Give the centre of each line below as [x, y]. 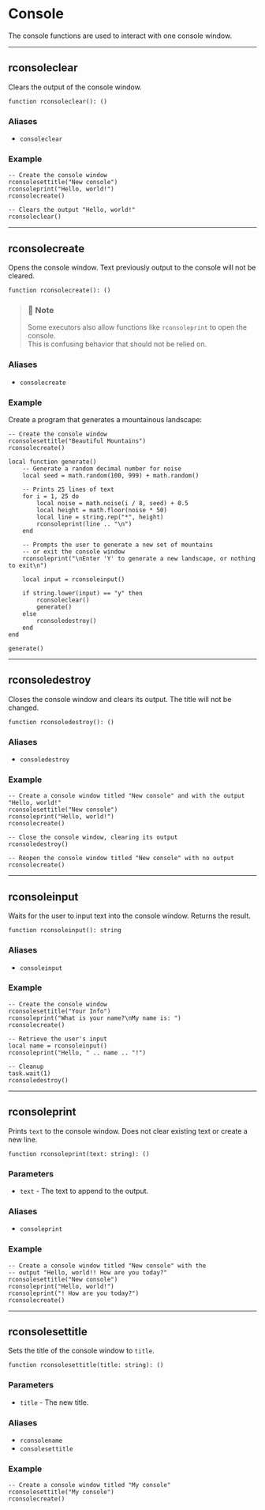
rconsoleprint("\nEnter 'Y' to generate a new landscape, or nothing [139, 559]
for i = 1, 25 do [51, 496]
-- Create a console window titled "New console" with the [107, 1266]
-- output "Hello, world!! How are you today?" [88, 1272]
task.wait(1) [30, 1073]
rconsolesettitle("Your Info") [60, 1011]
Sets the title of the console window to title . [82, 1351]
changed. [24, 708]
